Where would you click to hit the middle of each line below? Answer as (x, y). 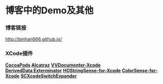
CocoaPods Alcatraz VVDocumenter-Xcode (53, 65)
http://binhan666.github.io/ (34, 39)
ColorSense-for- (140, 70)
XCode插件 (19, 53)
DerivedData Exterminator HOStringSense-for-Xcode (63, 70)
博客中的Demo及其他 (49, 10)
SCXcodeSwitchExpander (49, 76)
